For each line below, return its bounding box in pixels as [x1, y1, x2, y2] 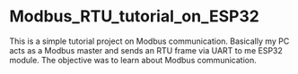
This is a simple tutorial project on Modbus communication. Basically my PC [9, 36, 290, 46]
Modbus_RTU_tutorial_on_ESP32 [9, 6, 260, 27]
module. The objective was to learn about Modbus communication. [9, 54, 258, 65]
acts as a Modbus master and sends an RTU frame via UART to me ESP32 [9, 45, 283, 55]
